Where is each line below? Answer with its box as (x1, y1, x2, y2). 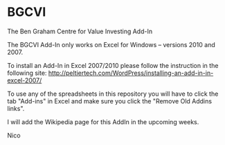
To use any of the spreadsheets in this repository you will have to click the (7, 89, 219, 98)
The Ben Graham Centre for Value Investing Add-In (7, 27, 153, 35)
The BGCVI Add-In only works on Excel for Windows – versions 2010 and (7, 40, 216, 49)
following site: (7, 69, 47, 77)
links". (7, 104, 25, 112)
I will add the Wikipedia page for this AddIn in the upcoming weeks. (7, 117, 199, 126)
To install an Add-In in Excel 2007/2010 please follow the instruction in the (7, 61, 219, 69)
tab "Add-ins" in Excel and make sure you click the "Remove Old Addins (7, 96, 213, 105)
